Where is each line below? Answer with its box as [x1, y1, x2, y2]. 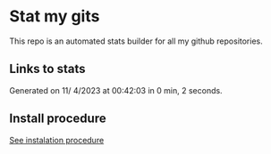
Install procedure [9, 111, 106, 126]
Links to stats [9, 61, 86, 77]
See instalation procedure [9, 134, 105, 145]
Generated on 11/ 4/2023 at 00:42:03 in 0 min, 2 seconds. [9, 85, 223, 95]
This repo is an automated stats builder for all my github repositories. [9, 36, 263, 46]
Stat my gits [9, 6, 100, 27]
